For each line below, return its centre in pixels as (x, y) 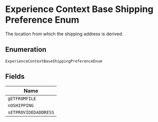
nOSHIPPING (21, 105)
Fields (15, 77)
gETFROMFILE (22, 98)
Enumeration (26, 49)
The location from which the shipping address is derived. (64, 34)
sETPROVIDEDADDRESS (31, 112)
